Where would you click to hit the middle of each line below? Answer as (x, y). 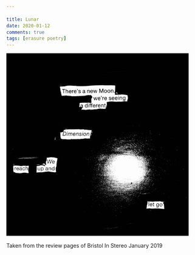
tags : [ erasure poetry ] (36, 39)
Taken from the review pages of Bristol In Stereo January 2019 (84, 246)
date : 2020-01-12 (28, 26)
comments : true (26, 32)
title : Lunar (23, 19)
